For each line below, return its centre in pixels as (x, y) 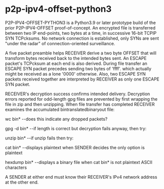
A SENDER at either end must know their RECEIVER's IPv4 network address (81, 177)
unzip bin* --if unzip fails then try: (39, 138)
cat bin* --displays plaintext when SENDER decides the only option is (75, 147)
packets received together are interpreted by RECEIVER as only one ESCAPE (82, 79)
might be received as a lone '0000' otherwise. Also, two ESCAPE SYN (75, 74)
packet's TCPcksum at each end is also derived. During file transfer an (76, 63)
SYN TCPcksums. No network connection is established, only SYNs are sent (82, 38)
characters (16, 167)
